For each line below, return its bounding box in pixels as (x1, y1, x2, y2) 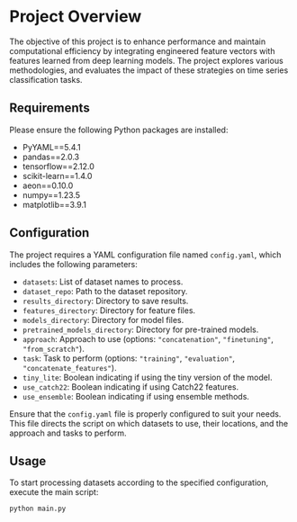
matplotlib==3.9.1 (22, 199, 87, 210)
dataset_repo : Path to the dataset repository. (22, 285, 188, 296)
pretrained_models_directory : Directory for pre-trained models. (22, 324, 259, 335)
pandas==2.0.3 (22, 151, 79, 162)
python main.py (9, 504, 67, 514)
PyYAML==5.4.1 (22, 141, 81, 152)
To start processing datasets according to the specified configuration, (9, 477, 269, 488)
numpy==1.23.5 (22, 189, 81, 200)
